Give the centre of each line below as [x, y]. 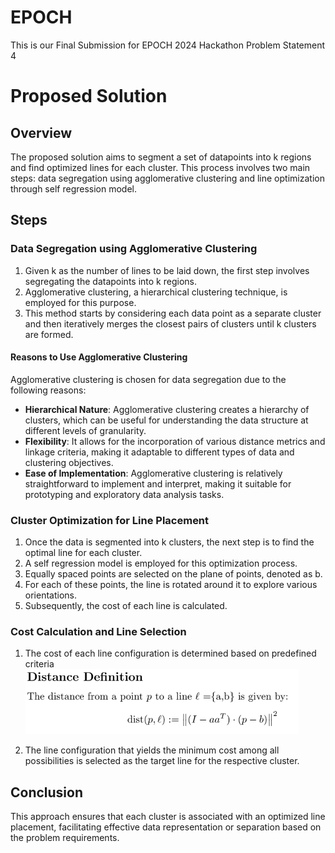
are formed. [49, 334]
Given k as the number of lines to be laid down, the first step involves [167, 270]
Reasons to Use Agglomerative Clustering [99, 357]
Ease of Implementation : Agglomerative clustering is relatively [153, 473]
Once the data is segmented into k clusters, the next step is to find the [169, 542]
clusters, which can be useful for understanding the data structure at [166, 420]
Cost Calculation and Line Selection [98, 632]
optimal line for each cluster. [83, 553]
